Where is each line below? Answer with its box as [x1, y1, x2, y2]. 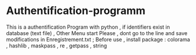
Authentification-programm [6, 4, 146, 18]
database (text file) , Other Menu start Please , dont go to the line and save [6, 29, 188, 36]
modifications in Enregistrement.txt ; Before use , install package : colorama [6, 36, 191, 43]
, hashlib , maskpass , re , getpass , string [6, 42, 107, 49]
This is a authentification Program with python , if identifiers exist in [6, 23, 170, 30]
